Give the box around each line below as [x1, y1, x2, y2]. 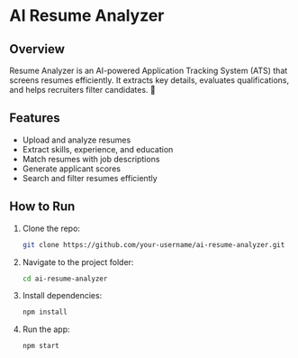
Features [9, 110, 60, 126]
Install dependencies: [22, 290, 103, 301]
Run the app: [22, 324, 70, 335]
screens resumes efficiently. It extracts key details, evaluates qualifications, [9, 75, 290, 86]
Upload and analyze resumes [22, 134, 131, 145]
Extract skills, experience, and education [22, 143, 174, 154]
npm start [22, 342, 60, 351]
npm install [22, 308, 68, 317]
